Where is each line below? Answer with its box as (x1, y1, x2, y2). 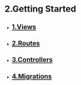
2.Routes (11, 39, 40, 47)
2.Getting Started (4, 3, 77, 15)
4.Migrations (11, 72, 52, 81)
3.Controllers (11, 56, 53, 64)
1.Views (11, 23, 37, 31)
